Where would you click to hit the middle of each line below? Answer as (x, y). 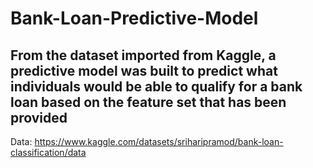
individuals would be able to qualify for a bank (156, 86)
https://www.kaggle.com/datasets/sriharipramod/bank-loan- (159, 141)
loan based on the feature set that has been (148, 102)
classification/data (48, 152)
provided (39, 117)
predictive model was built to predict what (144, 70)
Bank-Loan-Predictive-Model (134, 18)
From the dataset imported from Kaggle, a (143, 55)
